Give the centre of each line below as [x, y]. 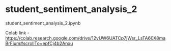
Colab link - [17, 32]
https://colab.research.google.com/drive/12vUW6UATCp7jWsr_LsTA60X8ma [85, 38]
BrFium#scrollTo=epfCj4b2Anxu [39, 43]
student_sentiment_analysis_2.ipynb [43, 23]
